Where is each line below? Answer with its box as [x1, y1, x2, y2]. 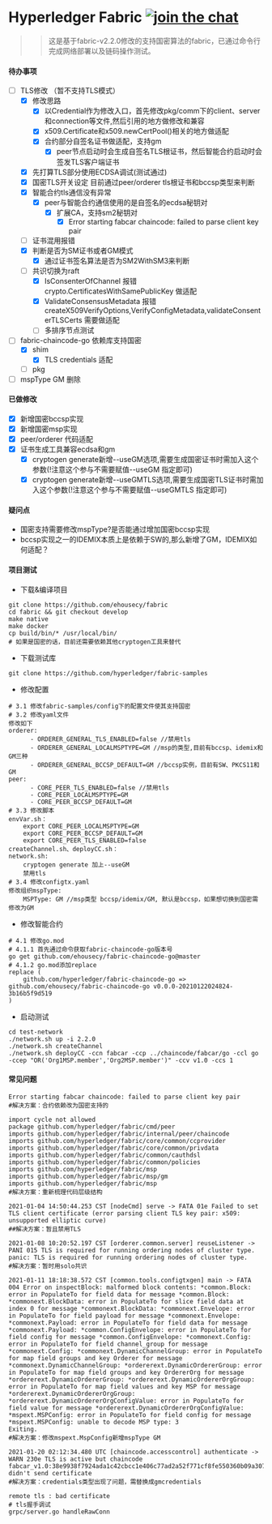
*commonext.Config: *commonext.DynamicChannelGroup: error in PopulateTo [8, 1346, 263, 1355]
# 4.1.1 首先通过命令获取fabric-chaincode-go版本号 [8, 945, 173, 953]
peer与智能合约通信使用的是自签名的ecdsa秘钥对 [44, 197, 208, 207]
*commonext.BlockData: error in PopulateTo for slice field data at [8, 1297, 244, 1305]
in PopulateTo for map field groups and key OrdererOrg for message [8, 1368, 244, 1376]
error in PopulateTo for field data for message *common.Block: [8, 1290, 230, 1299]
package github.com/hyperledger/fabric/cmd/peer [8, 1123, 176, 1131]
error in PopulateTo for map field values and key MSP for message [8, 1382, 241, 1390]
